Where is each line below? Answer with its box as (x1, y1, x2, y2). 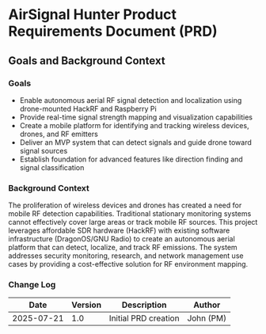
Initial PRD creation (108, 313, 180, 324)
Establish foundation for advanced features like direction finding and (19, 154, 243, 164)
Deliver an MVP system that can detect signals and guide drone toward (19, 137, 252, 147)
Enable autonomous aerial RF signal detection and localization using (19, 95, 242, 104)
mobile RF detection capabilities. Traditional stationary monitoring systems (8, 209, 252, 218)
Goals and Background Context (8, 54, 165, 67)
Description (121, 299, 167, 310)
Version (70, 299, 101, 310)
